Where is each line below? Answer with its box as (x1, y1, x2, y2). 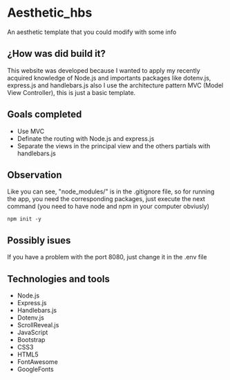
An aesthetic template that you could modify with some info (7, 28, 177, 36)
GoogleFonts (17, 365, 54, 373)
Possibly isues (7, 234, 71, 246)
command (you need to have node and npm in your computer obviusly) (7, 202, 209, 211)
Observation (7, 169, 62, 181)
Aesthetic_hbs (7, 5, 93, 21)
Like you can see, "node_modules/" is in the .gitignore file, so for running (7, 187, 215, 196)
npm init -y (7, 216, 41, 223)
